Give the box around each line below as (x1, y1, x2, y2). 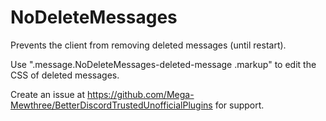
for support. (214, 99, 265, 111)
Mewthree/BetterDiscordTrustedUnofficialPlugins (10, 99, 213, 111)
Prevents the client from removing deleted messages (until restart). (10, 39, 287, 51)
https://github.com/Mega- (86, 88, 195, 100)
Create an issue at (10, 88, 86, 100)
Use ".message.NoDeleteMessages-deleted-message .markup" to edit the (10, 58, 317, 70)
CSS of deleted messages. (10, 69, 120, 81)
